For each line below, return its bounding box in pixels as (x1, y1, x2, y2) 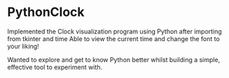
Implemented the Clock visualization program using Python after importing (7, 27, 222, 36)
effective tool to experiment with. (7, 63, 103, 71)
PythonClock (7, 4, 85, 20)
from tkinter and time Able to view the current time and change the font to (7, 34, 221, 42)
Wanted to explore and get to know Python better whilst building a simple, (7, 55, 221, 63)
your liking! (7, 42, 40, 50)
